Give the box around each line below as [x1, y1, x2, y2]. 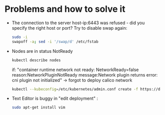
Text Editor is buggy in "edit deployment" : [11, 95, 98, 102]
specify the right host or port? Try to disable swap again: [11, 25, 127, 31]
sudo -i [11, 35, 28, 39]
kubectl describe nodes [11, 58, 61, 63]
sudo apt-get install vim [11, 105, 65, 110]
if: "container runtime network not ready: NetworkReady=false [11, 67, 139, 73]
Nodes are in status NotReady [11, 48, 73, 54]
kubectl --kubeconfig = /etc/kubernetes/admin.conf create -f [11, 86, 138, 92]
